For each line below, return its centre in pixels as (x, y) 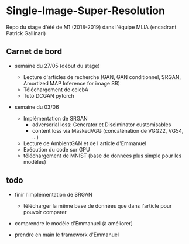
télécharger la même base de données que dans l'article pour (97, 205)
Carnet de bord (34, 52)
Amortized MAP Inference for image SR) (71, 83)
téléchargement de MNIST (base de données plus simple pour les (102, 156)
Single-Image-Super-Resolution (86, 11)
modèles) (35, 161)
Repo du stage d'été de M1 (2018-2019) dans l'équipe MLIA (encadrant (91, 27)
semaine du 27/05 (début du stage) (57, 66)
